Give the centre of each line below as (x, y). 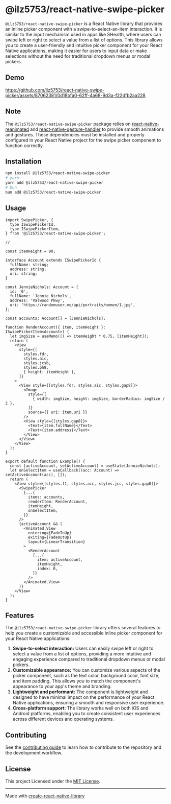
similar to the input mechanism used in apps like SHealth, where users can (83, 34)
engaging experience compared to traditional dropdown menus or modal (89, 659)
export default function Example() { (45, 461)
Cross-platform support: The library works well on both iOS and (80, 708)
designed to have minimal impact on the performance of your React (83, 697)
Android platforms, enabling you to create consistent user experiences (87, 714)
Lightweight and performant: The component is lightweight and (80, 692)
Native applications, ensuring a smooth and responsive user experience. (89, 703)
